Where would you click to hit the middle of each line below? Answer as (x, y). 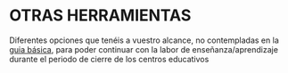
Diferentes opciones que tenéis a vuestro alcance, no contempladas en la (144, 40)
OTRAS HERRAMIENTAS (100, 16)
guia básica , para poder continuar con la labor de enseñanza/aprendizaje (144, 49)
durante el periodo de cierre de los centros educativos (109, 59)
